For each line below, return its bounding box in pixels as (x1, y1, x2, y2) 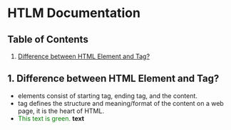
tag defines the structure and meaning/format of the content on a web (17, 99, 225, 107)
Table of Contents (7, 33, 89, 45)
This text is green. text (17, 114, 84, 122)
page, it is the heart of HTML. (17, 107, 105, 115)
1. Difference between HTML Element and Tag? (7, 72, 220, 85)
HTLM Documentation (7, 5, 141, 21)
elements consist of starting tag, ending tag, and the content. (17, 91, 198, 100)
